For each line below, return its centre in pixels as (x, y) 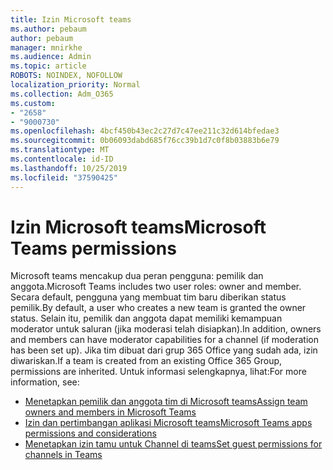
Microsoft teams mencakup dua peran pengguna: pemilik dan (137, 276)
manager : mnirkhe (46, 47)
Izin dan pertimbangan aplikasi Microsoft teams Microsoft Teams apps (168, 423)
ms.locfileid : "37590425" (64, 177)
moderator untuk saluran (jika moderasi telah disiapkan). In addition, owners (166, 329)
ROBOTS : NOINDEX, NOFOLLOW (66, 76)
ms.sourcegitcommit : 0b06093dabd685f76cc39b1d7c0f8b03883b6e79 (145, 141)
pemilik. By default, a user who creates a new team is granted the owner (158, 308)
